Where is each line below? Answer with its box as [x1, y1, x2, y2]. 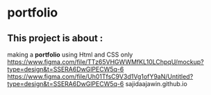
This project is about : [7, 32, 103, 44]
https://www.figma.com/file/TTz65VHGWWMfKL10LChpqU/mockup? [7, 58, 204, 66]
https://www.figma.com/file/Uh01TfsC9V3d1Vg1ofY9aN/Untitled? [7, 72, 194, 81]
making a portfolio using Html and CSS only [7, 50, 133, 59]
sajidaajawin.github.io [125, 80, 187, 87]
